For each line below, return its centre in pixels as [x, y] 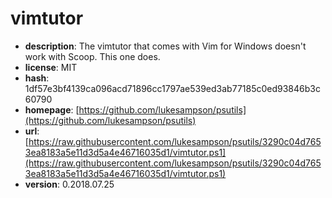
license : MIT [51, 67]
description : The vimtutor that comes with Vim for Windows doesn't [165, 46]
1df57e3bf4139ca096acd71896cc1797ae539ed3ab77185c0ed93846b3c [172, 88]
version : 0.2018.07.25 [69, 184]
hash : [37, 78]
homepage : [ [52, 109]
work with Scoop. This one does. [92, 56]
